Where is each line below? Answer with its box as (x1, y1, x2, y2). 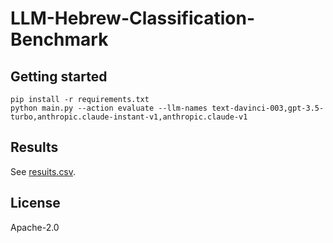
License (10, 195, 61, 212)
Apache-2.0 (10, 221, 60, 233)
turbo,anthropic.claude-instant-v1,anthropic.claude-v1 (10, 112, 248, 122)
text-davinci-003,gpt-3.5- (211, 103, 325, 113)
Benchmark (10, 28, 109, 51)
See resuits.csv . (10, 165, 77, 177)
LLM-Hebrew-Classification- (10, 7, 256, 30)
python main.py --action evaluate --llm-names (10, 103, 208, 113)
